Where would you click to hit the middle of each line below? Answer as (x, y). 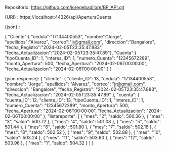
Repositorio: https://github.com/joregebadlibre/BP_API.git (65, 7)
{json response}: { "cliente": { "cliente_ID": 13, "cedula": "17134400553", (80, 79)
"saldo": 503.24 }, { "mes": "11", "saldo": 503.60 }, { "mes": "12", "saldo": (80, 138)
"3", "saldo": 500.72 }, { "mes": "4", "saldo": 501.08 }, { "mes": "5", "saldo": (83, 121)
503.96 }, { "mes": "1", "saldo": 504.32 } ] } (49, 143)
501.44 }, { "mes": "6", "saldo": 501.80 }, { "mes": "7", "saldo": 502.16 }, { (80, 127)
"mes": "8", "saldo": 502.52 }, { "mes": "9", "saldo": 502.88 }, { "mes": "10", (83, 132)
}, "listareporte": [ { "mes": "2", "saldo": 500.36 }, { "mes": (103, 116)
